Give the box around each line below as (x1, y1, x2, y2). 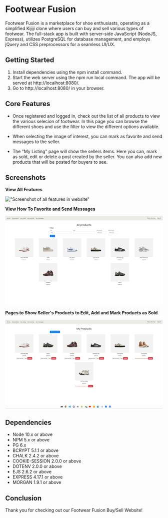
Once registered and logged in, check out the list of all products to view (12, 113, 160, 119)
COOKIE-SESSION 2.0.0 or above (12, 458, 81, 464)
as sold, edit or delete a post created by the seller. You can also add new (12, 154, 162, 160)
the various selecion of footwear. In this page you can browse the (12, 118, 147, 124)
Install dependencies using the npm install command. (12, 69, 122, 75)
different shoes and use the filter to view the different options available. (12, 124, 160, 130)
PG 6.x (12, 442, 26, 448)
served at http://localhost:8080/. (12, 80, 79, 86)
